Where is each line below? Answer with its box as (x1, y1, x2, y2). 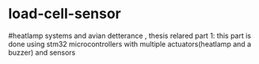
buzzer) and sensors (8, 47, 76, 57)
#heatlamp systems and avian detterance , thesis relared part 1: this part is (8, 31, 252, 40)
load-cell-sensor (8, 5, 121, 23)
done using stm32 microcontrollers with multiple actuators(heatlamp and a (8, 39, 252, 48)
